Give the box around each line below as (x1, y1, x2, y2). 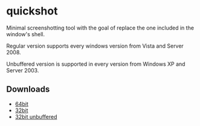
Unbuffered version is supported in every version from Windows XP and (6, 60, 185, 68)
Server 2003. (6, 66, 39, 74)
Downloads (6, 84, 50, 95)
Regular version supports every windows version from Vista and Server (6, 42, 184, 49)
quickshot (6, 4, 58, 18)
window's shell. (6, 30, 45, 37)
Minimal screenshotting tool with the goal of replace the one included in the (6, 24, 195, 31)
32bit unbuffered (15, 113, 57, 120)
